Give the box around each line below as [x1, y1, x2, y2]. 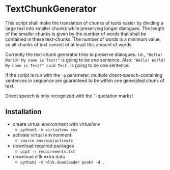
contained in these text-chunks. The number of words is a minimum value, [5, 36, 161, 42]
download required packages [12, 143, 74, 149]
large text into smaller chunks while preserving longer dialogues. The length [5, 25, 164, 31]
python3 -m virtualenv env [20, 127, 78, 132]
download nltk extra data [12, 153, 65, 159]
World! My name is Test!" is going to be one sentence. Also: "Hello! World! [5, 56, 166, 63]
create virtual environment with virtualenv [12, 121, 101, 127]
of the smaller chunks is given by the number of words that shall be [5, 31, 147, 37]
